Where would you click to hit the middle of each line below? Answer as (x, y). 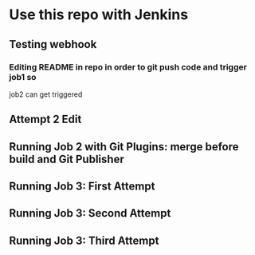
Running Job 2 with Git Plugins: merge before (124, 147)
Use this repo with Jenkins (99, 15)
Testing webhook (53, 44)
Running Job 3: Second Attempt (90, 213)
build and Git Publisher (67, 159)
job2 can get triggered (46, 94)
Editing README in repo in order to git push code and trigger (128, 67)
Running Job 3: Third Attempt (84, 240)
